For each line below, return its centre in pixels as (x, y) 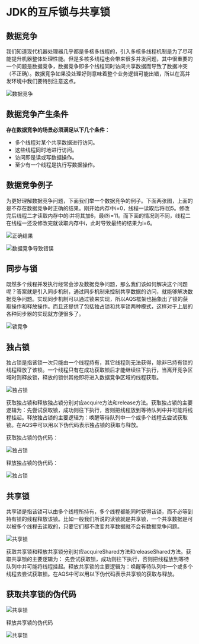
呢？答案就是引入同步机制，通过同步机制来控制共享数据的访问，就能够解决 (97, 291)
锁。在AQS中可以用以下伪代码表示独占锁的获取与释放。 (74, 425)
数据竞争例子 (30, 185)
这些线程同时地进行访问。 (46, 150)
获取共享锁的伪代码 (41, 594)
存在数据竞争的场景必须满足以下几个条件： (58, 130)
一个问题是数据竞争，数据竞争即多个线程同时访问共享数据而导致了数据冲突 (97, 66)
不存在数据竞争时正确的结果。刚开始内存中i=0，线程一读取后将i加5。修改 (100, 208)
